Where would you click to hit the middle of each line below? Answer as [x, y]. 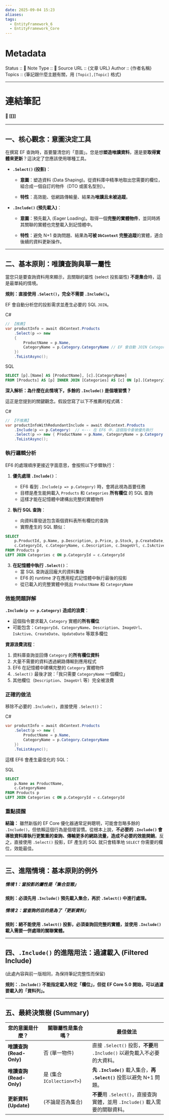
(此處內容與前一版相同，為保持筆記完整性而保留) [55, 973]
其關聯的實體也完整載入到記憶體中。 [58, 225]
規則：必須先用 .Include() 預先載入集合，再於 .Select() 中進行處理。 [77, 898]
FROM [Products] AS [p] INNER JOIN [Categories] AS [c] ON [68, 380]
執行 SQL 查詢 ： [29, 510]
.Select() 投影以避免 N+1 [123, 1078]
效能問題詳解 [21, 599]
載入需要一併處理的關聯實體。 [36, 931]
